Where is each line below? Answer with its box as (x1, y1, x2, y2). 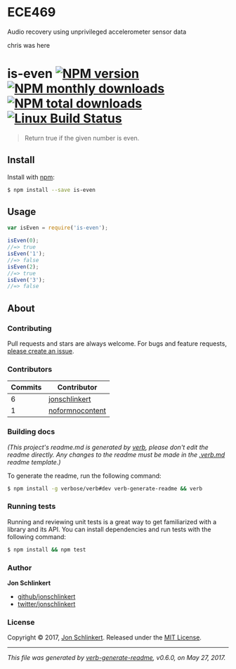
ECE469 (7, 4, 56, 20)
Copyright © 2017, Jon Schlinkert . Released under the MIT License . (7, 633, 202, 642)
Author (7, 563, 32, 573)
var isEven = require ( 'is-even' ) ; (7, 224, 109, 232)
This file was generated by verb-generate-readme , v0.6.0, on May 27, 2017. (7, 654, 226, 662)
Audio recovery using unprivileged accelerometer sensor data (7, 27, 187, 36)
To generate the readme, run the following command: (7, 472, 162, 480)
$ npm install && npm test (7, 546, 86, 553)
